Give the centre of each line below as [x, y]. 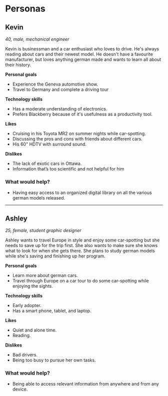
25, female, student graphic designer [43, 230]
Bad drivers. [25, 355]
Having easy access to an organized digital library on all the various [82, 192]
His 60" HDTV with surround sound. [49, 144]
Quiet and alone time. [34, 330]
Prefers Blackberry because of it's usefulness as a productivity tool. [82, 114]
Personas [25, 9]
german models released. [39, 198]
